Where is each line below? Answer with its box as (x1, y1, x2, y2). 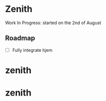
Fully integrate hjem (12, 47, 53, 53)
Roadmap (5, 34, 35, 42)
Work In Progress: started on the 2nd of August (5, 20, 102, 26)
